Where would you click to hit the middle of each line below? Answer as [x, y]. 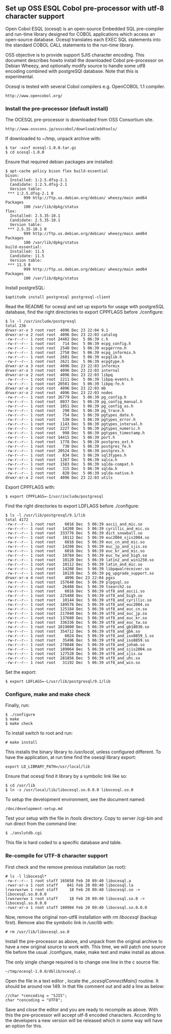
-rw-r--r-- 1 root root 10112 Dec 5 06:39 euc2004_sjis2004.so [77, 538]
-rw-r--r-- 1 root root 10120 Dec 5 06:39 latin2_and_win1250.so [80, 560]
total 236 [16, 326]
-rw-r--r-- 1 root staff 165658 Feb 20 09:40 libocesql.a [68, 881]
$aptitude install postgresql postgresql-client [58, 297]
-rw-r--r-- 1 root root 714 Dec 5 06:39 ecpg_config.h [68, 344]
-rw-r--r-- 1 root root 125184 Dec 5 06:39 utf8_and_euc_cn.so [76, 609]
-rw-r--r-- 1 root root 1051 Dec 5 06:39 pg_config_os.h [69, 406]
